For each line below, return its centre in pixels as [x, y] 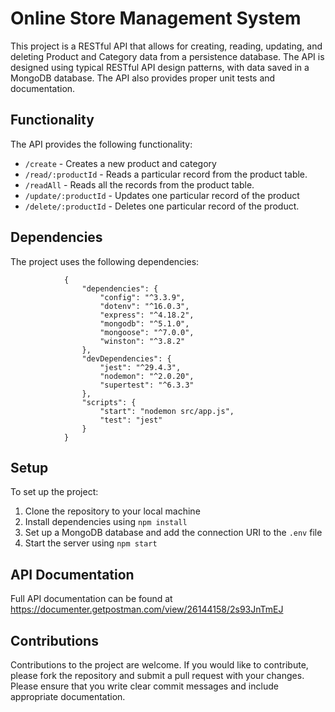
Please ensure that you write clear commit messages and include [144, 686]
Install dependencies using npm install [106, 522]
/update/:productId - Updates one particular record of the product [162, 195]
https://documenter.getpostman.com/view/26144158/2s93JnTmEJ [147, 609]
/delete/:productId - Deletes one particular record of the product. [162, 206]
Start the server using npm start [91, 543]
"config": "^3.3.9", [142, 297]
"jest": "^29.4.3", [140, 367]
